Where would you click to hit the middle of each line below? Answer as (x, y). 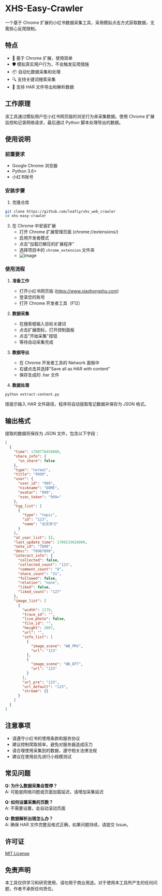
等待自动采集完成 (36, 342)
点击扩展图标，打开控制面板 (47, 330)
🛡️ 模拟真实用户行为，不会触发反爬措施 (51, 64)
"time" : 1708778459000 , (38, 452)
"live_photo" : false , (44, 619)
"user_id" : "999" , (36, 483)
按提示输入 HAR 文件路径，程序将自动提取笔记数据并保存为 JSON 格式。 (77, 404)
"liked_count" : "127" (40, 592)
